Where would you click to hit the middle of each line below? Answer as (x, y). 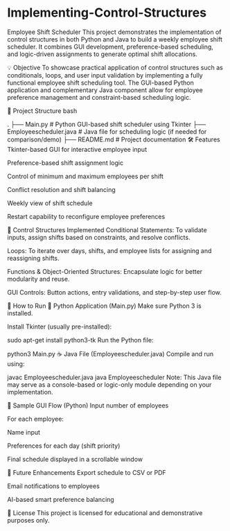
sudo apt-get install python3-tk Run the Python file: (80, 340)
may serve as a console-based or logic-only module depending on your (109, 384)
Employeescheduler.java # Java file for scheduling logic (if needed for (107, 131)
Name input (24, 432)
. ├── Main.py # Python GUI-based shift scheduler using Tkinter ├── (107, 124)
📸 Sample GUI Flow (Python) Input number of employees (88, 405)
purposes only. (28, 520)
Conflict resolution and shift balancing (61, 189)
